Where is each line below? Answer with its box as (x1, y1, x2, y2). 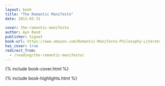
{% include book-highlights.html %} (5, 75, 78, 81)
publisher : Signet (5, 35, 43, 40)
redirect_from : (5, 48, 36, 53)
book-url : (5, 39, 26, 44)
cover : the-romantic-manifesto (5, 25, 69, 30)
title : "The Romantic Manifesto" (5, 12, 74, 17)
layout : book (5, 7, 32, 12)
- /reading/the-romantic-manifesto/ (9, 52, 84, 58)
